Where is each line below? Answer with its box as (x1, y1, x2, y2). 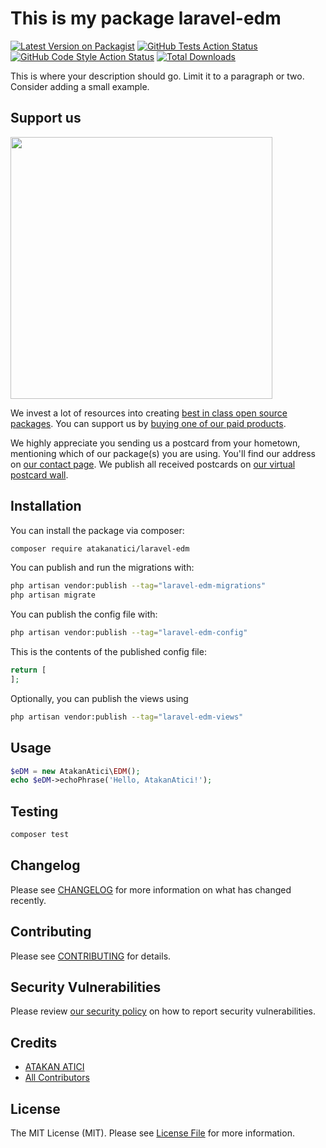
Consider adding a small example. (10, 80, 150, 92)
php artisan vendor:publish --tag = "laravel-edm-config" (10, 628, 248, 638)
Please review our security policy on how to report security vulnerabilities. (10, 1005, 316, 1017)
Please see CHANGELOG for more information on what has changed (10, 883, 292, 896)
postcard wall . (10, 468, 69, 481)
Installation (10, 498, 82, 515)
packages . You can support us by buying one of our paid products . (10, 417, 287, 429)
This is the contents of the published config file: (10, 646, 207, 658)
